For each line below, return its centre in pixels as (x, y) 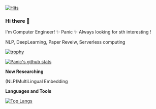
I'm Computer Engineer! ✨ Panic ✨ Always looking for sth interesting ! (78, 32)
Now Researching (24, 71)
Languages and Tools (28, 91)
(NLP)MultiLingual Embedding (37, 82)
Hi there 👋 (18, 21)
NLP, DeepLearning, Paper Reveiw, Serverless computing (65, 42)
